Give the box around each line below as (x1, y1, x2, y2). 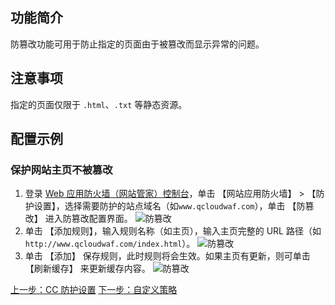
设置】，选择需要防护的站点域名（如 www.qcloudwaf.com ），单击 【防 (33, 200, 306, 212)
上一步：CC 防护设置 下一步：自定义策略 (10, 284, 178, 296)
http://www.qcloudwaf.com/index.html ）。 (24, 238, 196, 250)
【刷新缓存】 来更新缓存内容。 (24, 263, 151, 275)
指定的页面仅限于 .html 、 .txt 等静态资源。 (10, 98, 188, 110)
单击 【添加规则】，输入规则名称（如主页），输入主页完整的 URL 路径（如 (24, 225, 322, 237)
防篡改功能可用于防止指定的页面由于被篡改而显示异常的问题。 (10, 38, 265, 50)
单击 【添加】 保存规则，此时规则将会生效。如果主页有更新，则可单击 (24, 250, 311, 262)
